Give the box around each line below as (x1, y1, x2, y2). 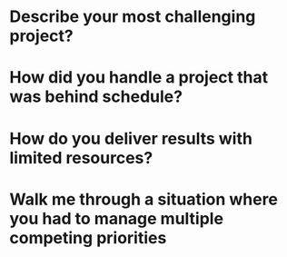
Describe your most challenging (9, 6, 256, 27)
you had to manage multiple (9, 208, 224, 229)
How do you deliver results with (9, 128, 252, 149)
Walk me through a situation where (9, 189, 279, 210)
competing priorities (9, 227, 167, 248)
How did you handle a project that (9, 67, 269, 88)
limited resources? (9, 147, 153, 168)
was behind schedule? (9, 86, 183, 107)
